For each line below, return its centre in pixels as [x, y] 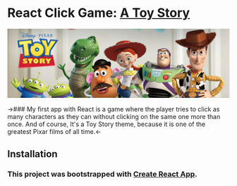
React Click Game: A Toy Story [99, 13]
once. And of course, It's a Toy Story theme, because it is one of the [107, 124]
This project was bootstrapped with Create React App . [102, 174]
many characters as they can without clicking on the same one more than [114, 117]
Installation [32, 154]
